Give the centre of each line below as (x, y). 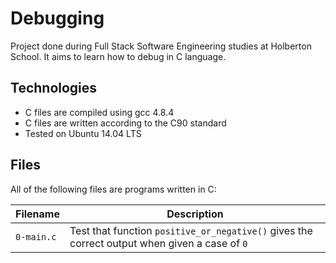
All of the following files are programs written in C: (113, 189)
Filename (37, 214)
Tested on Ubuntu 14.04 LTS (83, 133)
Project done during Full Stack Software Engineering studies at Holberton (161, 46)
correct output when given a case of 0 (158, 243)
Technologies (54, 88)
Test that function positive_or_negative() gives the (191, 230)
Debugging (57, 18)
